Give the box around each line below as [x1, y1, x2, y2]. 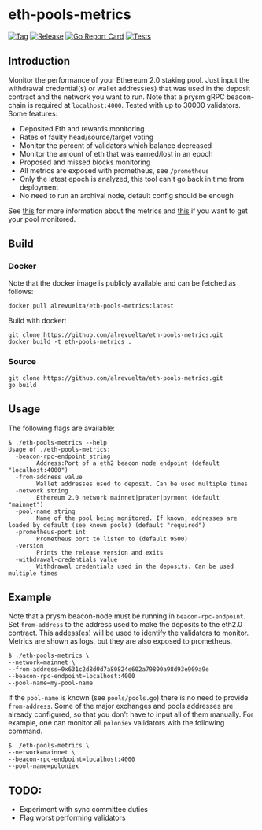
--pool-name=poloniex [8, 762, 79, 770]
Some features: [8, 109, 58, 118]
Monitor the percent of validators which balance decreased [19, 140, 212, 150]
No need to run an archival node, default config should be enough [19, 190, 234, 200]
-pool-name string [15, 507, 76, 515]
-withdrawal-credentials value [15, 555, 118, 563]
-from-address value [15, 473, 83, 481]
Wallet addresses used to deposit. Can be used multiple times [36, 480, 248, 488]
